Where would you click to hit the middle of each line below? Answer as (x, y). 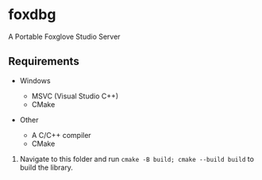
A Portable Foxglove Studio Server (64, 36)
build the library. (46, 167)
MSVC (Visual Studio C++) (75, 96)
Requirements (44, 61)
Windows (35, 80)
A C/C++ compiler (61, 135)
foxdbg (32, 15)
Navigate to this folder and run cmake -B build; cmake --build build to (137, 159)
